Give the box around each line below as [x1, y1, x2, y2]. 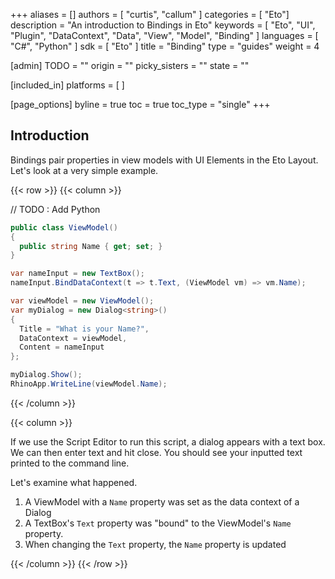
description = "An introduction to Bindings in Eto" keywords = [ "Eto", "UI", [10, 19, 316, 31]
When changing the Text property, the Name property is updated [24, 538, 287, 550]
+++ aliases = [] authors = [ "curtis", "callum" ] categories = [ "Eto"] [10, 9, 290, 20]
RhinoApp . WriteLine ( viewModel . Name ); [10, 379, 168, 389]
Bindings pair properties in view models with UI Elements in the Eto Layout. [10, 154, 319, 166]
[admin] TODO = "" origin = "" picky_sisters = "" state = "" [10, 60, 250, 71]
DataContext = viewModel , [19, 333, 128, 343]
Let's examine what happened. [10, 476, 138, 488]
